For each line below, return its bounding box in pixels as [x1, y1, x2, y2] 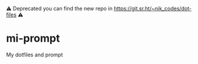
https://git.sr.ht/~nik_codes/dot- [113, 5, 192, 12]
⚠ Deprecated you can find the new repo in [6, 5, 113, 12]
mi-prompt [6, 32, 60, 45]
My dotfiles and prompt [6, 51, 63, 58]
